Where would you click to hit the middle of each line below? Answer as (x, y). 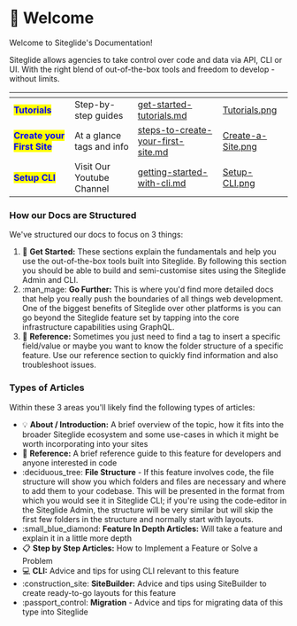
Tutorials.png (250, 110)
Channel (92, 188)
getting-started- (173, 172)
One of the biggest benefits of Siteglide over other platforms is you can (151, 309)
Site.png (240, 146)
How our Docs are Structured (73, 215)
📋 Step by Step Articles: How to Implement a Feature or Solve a (140, 548)
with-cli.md (162, 183)
